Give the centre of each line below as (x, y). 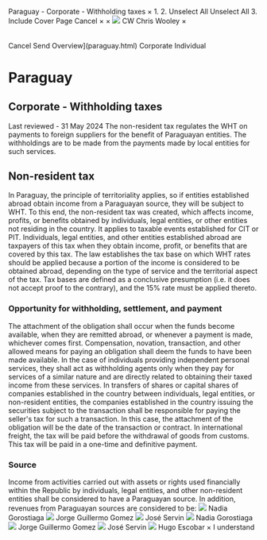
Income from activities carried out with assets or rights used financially (124, 482)
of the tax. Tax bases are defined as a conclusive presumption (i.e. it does (129, 280)
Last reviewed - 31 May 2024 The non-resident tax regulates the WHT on (128, 125)
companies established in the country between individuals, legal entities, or (132, 393)
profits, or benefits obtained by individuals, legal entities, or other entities (128, 221)
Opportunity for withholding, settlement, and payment (115, 309)
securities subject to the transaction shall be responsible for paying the (124, 410)
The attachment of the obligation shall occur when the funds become (122, 326)
